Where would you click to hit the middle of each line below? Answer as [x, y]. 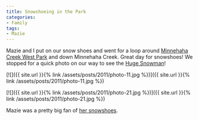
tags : [13, 28]
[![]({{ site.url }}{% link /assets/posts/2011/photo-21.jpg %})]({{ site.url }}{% [99, 93]
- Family [17, 23]
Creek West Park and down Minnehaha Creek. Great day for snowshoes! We [99, 57]
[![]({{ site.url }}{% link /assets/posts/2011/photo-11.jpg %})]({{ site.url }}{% [98, 75]
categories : [21, 17]
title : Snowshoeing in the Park [46, 12]
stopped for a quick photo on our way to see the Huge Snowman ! [86, 64]
